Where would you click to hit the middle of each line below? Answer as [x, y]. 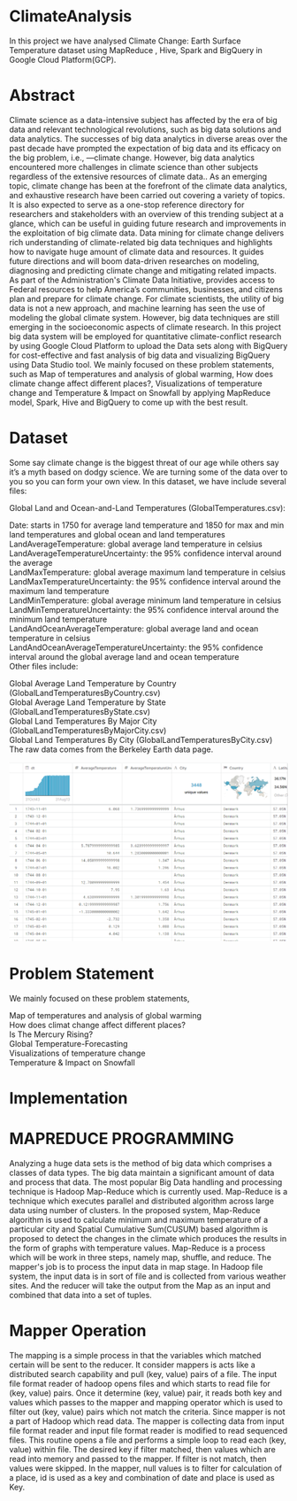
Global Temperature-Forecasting [69, 1044]
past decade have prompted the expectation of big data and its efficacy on [145, 148]
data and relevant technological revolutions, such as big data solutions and [145, 129]
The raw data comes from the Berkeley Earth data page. [111, 749]
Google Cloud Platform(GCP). [63, 59]
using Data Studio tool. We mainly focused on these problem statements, [142, 364]
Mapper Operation [78, 1331]
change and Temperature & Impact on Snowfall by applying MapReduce [140, 392]
